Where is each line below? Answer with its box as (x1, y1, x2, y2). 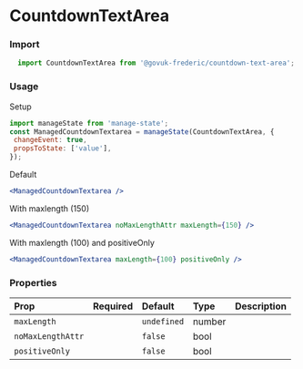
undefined (141, 316, 185, 326)
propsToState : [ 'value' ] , (13, 144, 112, 153)
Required (92, 300, 134, 313)
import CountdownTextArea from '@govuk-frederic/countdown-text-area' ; (17, 58, 296, 68)
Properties (9, 276, 57, 289)
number (192, 315, 227, 328)
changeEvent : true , (13, 136, 88, 145)
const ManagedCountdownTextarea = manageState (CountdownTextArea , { (9, 127, 275, 137)
